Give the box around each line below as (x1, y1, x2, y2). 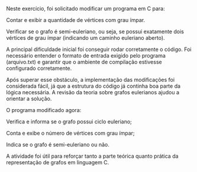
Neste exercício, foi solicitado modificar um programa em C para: (6, 5, 165, 12)
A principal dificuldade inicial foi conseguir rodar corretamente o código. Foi (6, 46, 192, 53)
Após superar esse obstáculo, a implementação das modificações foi (6, 77, 175, 83)
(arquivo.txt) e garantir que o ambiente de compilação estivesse (6, 59, 162, 65)
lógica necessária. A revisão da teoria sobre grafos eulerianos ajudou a (6, 89, 179, 95)
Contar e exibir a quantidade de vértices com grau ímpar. (6, 17, 146, 23)
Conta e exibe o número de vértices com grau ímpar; (6, 130, 135, 136)
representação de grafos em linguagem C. (6, 159, 109, 165)
